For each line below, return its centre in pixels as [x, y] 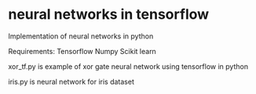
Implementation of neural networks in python [81, 36]
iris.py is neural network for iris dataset [71, 81]
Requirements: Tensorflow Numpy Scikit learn [82, 51]
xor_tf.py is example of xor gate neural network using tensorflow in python [128, 66]
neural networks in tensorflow [109, 14]
